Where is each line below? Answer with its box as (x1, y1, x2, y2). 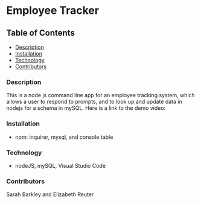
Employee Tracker (6, 4, 100, 18)
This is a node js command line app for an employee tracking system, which (6, 92, 195, 99)
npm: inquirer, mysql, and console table (14, 133, 113, 141)
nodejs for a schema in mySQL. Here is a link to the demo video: (6, 104, 166, 112)
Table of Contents (6, 28, 75, 38)
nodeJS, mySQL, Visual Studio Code (14, 162, 106, 169)
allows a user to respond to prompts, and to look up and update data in (6, 98, 182, 106)
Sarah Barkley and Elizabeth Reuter (6, 191, 94, 198)
